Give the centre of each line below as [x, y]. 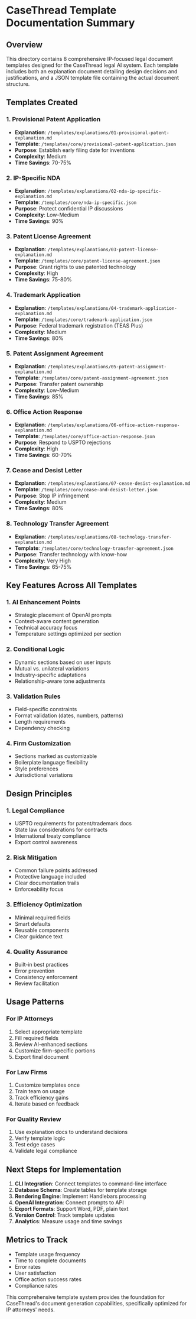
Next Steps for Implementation [64, 1169]
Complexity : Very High [43, 560]
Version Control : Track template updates [65, 1215]
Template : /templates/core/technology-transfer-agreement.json [94, 548]
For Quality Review [34, 1119]
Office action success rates [48, 1279]
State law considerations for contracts [61, 830]
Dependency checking [42, 728]
